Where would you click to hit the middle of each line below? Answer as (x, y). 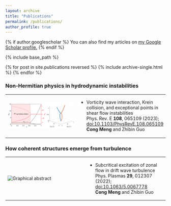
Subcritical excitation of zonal (126, 165)
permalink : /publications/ (34, 21)
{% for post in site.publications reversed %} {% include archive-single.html (84, 67)
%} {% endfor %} (24, 73)
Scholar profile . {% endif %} (35, 47)
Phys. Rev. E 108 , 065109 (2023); (123, 119)
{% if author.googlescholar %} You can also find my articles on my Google (83, 42)
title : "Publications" (29, 16)
